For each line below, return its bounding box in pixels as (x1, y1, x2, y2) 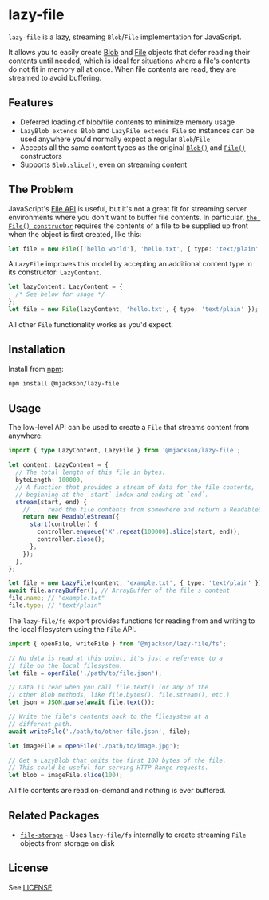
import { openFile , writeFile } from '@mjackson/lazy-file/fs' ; (8, 640, 227, 648)
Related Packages (8, 808, 100, 823)
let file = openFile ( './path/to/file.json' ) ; (8, 669, 162, 677)
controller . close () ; (37, 535, 105, 543)
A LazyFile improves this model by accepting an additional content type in (8, 259, 253, 269)
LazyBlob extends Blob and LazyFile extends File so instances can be (19, 125, 255, 135)
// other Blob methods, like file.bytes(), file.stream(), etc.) (8, 691, 230, 699)
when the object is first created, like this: (8, 229, 142, 239)
